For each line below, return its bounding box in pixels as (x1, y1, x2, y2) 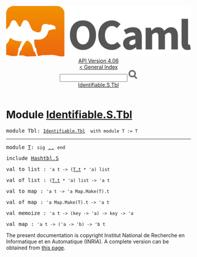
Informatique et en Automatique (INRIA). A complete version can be (6, 238, 169, 245)
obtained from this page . (6, 244, 66, 251)
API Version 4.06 (78, 57, 119, 64)
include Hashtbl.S (6, 155, 59, 162)
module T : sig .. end (6, 144, 66, 151)
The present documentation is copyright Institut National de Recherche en (6, 232, 185, 239)
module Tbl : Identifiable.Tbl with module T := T (6, 128, 138, 134)
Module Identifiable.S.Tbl (6, 108, 133, 122)
